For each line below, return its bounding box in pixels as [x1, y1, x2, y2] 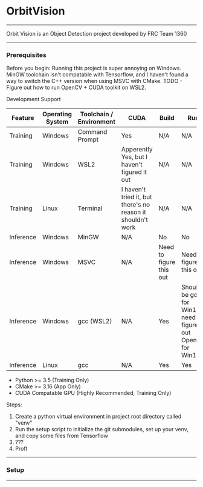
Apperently [121, 145, 153, 154]
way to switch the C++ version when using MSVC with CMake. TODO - [6, 78, 182, 85]
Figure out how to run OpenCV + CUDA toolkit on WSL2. [6, 84, 146, 91]
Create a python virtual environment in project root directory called [14, 413, 182, 420]
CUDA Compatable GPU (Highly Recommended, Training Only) [14, 389, 172, 397]
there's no [121, 200, 150, 209]
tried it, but [121, 193, 152, 201]
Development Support [6, 96, 62, 103]
